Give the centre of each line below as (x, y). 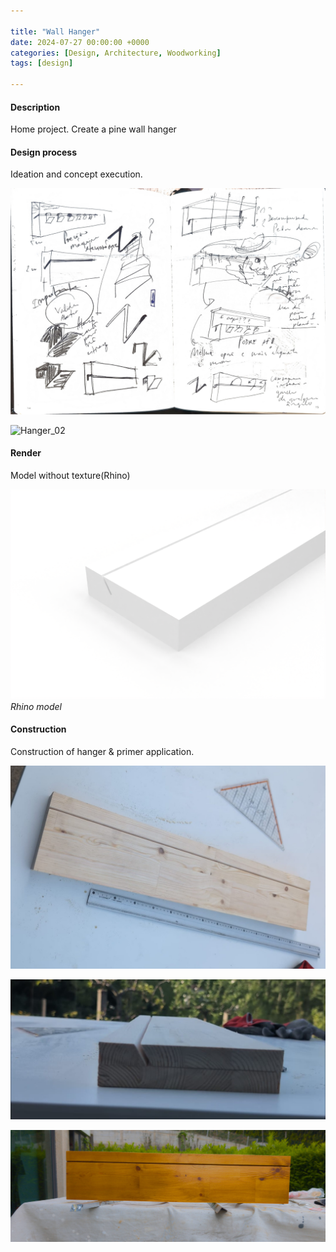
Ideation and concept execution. (76, 174)
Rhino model (36, 706)
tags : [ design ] (42, 63)
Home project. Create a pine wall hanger (93, 129)
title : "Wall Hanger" (55, 31)
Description (35, 107)
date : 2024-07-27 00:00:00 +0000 (80, 42)
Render (26, 453)
